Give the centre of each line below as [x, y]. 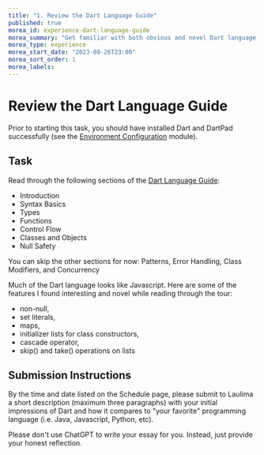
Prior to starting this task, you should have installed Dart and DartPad [121, 128]
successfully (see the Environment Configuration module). [103, 136]
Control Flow [40, 229]
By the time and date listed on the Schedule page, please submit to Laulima [131, 394]
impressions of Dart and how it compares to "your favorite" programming [127, 411]
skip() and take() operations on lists [77, 350]
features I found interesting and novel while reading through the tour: [121, 293]
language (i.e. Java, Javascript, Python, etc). [81, 419]
